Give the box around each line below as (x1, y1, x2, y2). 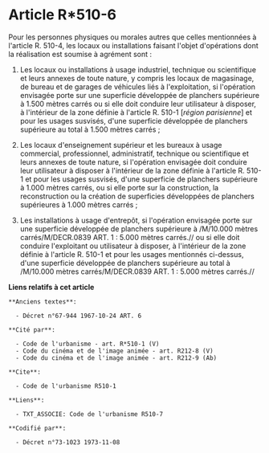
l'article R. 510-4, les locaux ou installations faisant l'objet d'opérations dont (8, 40, 259, 50)
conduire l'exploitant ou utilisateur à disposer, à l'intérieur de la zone (19, 241, 247, 251)
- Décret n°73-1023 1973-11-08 (15, 438, 120, 447)
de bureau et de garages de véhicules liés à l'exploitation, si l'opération (19, 82, 255, 92)
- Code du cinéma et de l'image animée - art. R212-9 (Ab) (15, 353, 218, 362)
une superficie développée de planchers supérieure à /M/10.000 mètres (19, 223, 259, 234)
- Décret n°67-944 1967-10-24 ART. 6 (15, 312, 142, 320)
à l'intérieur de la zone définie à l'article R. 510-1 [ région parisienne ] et (19, 107, 253, 117)
